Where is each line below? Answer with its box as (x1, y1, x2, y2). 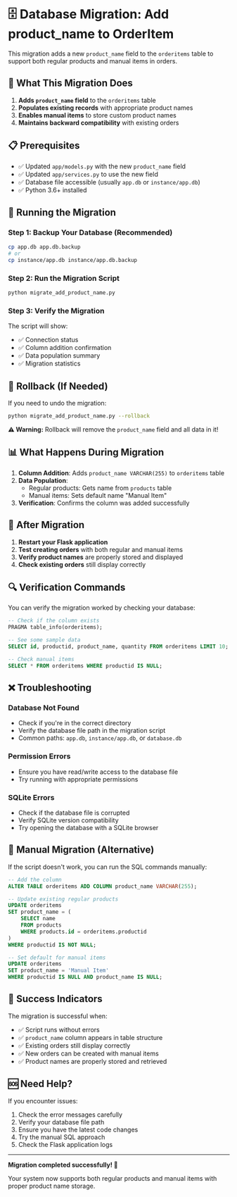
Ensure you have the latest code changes (18, 1125, 139, 1134)
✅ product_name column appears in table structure (18, 1033, 163, 1041)
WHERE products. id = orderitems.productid (20, 928, 147, 935)
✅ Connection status (18, 336, 79, 344)
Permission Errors (8, 751, 71, 761)
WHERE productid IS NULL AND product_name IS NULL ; (8, 974, 162, 981)
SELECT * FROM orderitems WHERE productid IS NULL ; (8, 662, 162, 670)
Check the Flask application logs (18, 1140, 113, 1148)
